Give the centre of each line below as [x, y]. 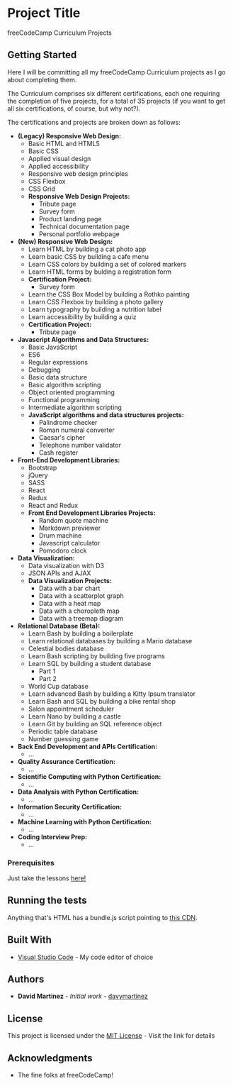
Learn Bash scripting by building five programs [96, 656]
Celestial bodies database [66, 648]
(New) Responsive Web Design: [65, 241]
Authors [26, 979]
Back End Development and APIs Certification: [87, 746]
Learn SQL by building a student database [90, 663]
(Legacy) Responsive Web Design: [69, 135]
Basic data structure [57, 377]
